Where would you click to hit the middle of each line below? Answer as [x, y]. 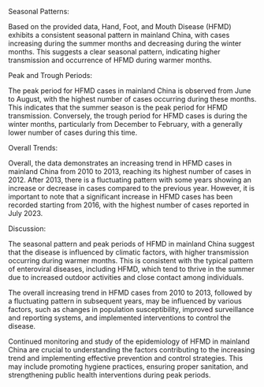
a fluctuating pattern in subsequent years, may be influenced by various [125, 301]
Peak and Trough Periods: [50, 75]
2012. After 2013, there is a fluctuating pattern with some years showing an [130, 180]
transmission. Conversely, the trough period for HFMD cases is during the [128, 116]
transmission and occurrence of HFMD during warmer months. [110, 60]
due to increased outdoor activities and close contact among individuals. [126, 277]
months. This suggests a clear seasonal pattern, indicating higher [114, 52]
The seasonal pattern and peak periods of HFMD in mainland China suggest [131, 244]
